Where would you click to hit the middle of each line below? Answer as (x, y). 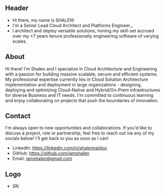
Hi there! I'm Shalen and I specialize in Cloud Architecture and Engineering (81, 68)
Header (17, 8)
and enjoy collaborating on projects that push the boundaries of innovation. (82, 100)
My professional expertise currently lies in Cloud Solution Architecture (77, 79)
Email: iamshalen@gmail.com (42, 159)
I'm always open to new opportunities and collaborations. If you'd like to (79, 128)
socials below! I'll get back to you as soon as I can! (57, 138)
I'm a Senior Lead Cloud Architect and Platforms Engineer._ (73, 25)
